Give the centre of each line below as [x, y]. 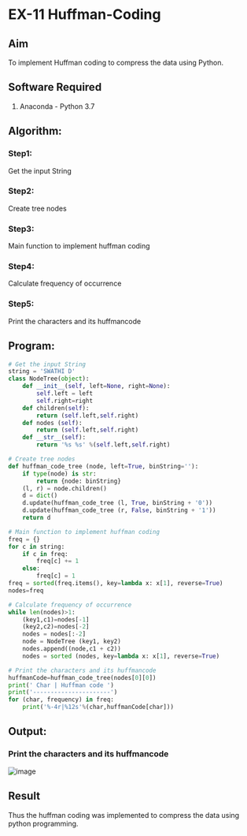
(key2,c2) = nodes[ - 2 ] [56, 627]
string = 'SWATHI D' [42, 371]
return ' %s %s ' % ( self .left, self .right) [103, 445]
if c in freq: [45, 554]
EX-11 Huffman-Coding [85, 15]
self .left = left [65, 394]
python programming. [43, 823]
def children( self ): [56, 408]
